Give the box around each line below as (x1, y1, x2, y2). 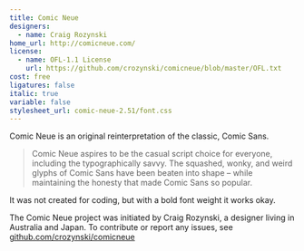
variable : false (9, 97, 71, 107)
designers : (9, 22, 51, 31)
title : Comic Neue (9, 13, 79, 23)
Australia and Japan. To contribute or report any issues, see (9, 222, 233, 233)
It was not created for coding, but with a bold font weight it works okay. (9, 195, 276, 206)
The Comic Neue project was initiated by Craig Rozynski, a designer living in (9, 212, 295, 223)
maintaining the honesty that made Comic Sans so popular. (31, 178, 252, 188)
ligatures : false (9, 81, 75, 90)
